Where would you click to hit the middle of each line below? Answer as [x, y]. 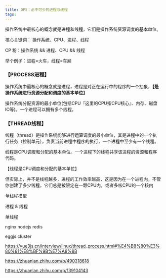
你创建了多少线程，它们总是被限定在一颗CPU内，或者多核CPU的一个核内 [79, 185]
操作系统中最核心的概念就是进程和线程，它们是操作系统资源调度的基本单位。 [83, 29]
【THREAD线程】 [26, 123]
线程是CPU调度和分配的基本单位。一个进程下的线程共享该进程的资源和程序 [81, 152]
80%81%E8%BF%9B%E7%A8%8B [41, 251]
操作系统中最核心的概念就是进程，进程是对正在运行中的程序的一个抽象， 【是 [82, 86]
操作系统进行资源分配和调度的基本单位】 [46, 93]
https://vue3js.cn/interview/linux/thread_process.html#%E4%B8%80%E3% [83, 246]
